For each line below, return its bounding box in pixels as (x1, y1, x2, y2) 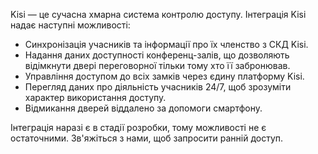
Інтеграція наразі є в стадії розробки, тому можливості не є (10, 122, 267, 133)
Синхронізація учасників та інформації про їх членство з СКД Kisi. (24, 39, 309, 50)
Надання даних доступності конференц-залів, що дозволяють (24, 49, 290, 61)
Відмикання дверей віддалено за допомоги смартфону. (24, 102, 263, 114)
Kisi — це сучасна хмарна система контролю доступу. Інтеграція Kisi (10, 9, 307, 20)
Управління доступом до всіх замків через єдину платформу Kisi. (24, 70, 305, 82)
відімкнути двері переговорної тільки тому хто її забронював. (24, 60, 291, 71)
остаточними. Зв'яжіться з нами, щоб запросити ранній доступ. (10, 132, 284, 144)
